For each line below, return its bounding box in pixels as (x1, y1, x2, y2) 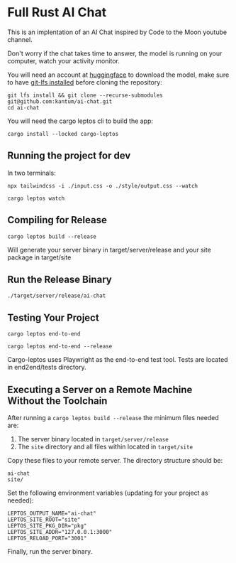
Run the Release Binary (7, 273, 112, 285)
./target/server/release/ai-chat (7, 292, 106, 299)
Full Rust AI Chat (7, 4, 107, 21)
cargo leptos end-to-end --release (7, 343, 113, 350)
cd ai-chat (7, 104, 40, 111)
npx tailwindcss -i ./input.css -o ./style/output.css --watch (7, 182, 198, 189)
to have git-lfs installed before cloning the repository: (7, 77, 163, 86)
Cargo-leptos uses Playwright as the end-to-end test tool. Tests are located (7, 355, 228, 364)
